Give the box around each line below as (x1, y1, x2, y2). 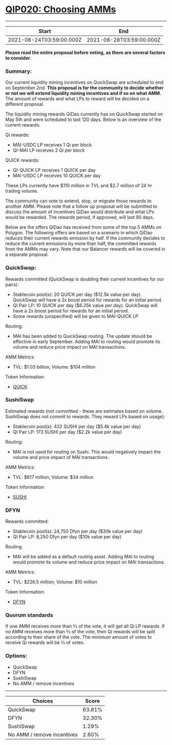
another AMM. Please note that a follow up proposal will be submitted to (5, 204, 158, 210)
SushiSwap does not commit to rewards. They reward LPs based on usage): (5, 413, 165, 419)
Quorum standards (5, 612, 54, 619)
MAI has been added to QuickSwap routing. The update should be (12, 333, 153, 339)
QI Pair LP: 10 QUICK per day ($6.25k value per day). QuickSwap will (12, 302, 158, 308)
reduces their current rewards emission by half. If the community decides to (5, 235, 165, 241)
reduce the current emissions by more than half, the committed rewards (5, 240, 157, 247)
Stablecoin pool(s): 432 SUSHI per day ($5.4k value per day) (12, 423, 141, 429)
